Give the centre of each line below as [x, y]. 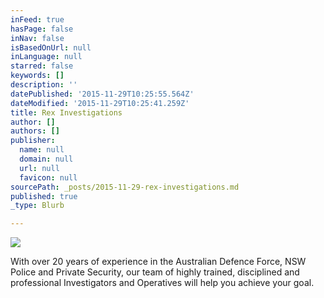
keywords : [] [37, 76]
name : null [42, 150]
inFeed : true [37, 19]
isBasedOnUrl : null [51, 47]
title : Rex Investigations [66, 112]
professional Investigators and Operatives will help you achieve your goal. [162, 283]
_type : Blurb [37, 206]
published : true [44, 196]
